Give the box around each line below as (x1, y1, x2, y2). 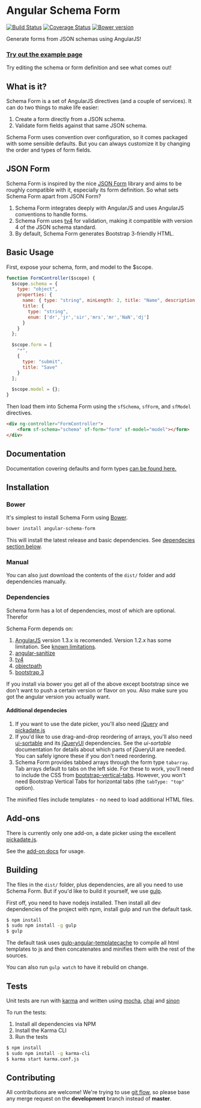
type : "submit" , (22, 358, 63, 365)
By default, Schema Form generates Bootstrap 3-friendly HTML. (14, 230, 175, 237)
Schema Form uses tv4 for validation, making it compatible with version (14, 217, 193, 224)
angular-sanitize (14, 649, 55, 657)
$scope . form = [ (11, 342, 52, 348)
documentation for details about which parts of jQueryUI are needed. (14, 745, 187, 753)
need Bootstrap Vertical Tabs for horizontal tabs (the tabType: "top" (14, 778, 185, 785)
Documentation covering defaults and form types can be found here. (6, 465, 177, 472)
